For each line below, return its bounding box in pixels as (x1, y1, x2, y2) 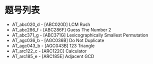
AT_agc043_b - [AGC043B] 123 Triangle (11, 42, 95, 48)
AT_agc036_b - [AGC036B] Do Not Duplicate (11, 37, 104, 43)
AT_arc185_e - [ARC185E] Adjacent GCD (11, 53, 94, 59)
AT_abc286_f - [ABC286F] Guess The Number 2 (11, 26, 111, 32)
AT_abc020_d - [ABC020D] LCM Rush (11, 21, 90, 27)
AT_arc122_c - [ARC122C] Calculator (11, 48, 87, 54)
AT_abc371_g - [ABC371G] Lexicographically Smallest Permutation (11, 32, 148, 38)
